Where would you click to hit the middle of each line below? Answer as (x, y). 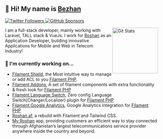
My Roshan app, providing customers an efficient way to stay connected (84, 121)
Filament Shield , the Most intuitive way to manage (62, 74)
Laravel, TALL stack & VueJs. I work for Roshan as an (58, 35)
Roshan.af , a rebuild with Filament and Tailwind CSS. (65, 116)
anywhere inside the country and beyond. (54, 131)
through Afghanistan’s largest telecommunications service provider (79, 126)
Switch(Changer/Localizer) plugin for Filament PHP (63, 100)
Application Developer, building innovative (47, 40)
